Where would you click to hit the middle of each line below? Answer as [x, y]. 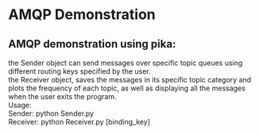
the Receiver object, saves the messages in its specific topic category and [130, 80]
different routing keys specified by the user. [79, 71]
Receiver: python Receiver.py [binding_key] [79, 122]
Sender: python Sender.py [51, 113]
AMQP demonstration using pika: [92, 44]
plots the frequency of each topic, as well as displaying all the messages [127, 88]
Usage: [20, 105]
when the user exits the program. [62, 96]
